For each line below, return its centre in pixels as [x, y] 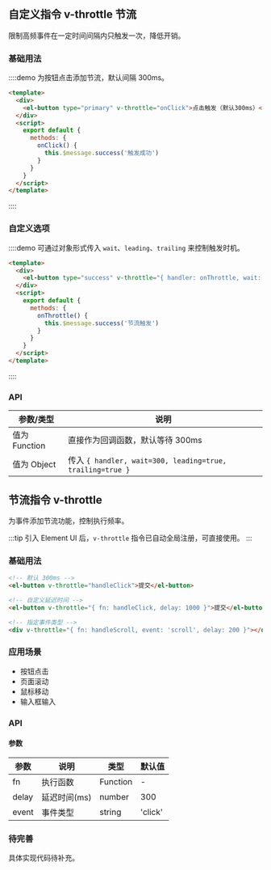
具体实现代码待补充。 [44, 858]
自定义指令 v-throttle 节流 [73, 15]
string [110, 812]
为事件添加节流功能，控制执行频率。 [69, 521]
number [114, 796]
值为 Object [34, 465]
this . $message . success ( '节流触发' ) [102, 323]
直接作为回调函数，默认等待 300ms [135, 441]
